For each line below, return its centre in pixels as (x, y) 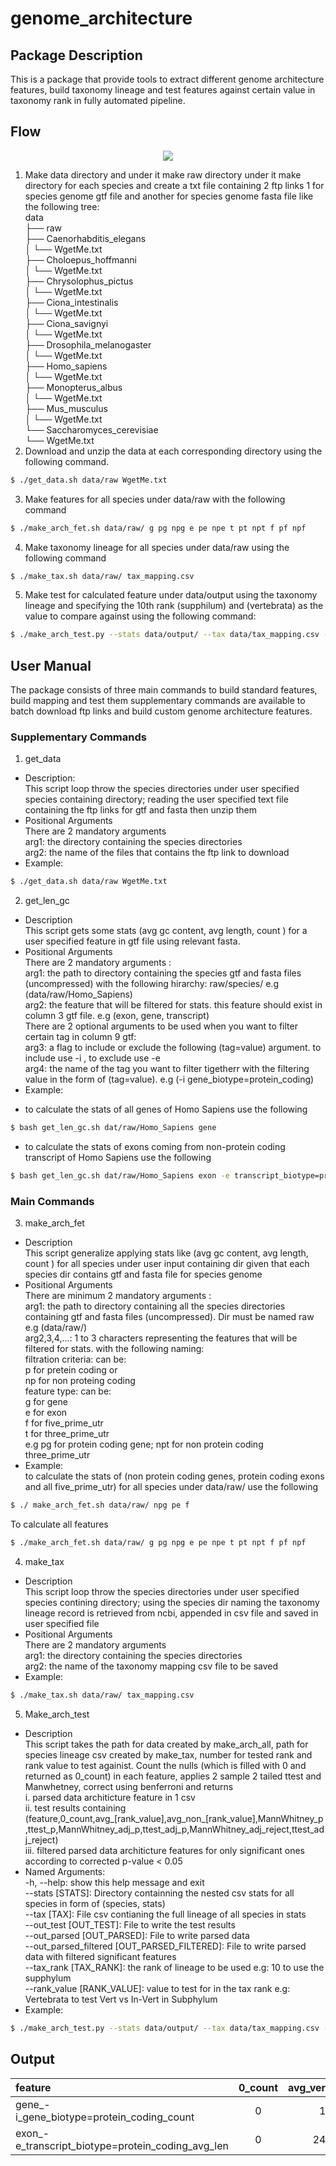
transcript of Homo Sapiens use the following (118, 1158)
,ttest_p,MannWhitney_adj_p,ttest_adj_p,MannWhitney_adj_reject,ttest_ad (174, 1829)
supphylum (48, 1978)
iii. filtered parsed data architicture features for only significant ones (164, 1850)
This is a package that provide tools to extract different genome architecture (167, 79)
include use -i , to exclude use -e (92, 1058)
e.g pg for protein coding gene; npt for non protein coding (144, 1444)
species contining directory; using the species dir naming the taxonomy (172, 1603)
